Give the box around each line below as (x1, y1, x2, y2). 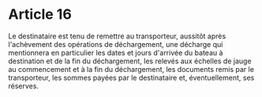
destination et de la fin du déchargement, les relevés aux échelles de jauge (8, 56, 252, 66)
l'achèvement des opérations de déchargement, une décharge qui (8, 39, 223, 48)
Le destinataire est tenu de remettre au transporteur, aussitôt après (8, 31, 226, 41)
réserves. (8, 81, 39, 91)
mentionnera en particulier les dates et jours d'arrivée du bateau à (8, 48, 223, 57)
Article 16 (8, 5, 73, 23)
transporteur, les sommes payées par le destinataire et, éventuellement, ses (8, 73, 255, 82)
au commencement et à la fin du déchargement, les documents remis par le (8, 64, 255, 74)
